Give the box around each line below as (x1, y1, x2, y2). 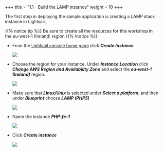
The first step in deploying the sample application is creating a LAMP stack (5, 14, 155, 19)
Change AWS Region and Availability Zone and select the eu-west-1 (12, 67, 152, 72)
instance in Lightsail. (5, 19, 46, 24)
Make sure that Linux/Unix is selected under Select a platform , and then (12, 90, 159, 96)
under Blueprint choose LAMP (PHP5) (12, 95, 90, 101)
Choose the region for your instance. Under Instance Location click (12, 61, 148, 67)
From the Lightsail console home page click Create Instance (12, 43, 134, 48)
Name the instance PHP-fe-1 (12, 114, 70, 119)
